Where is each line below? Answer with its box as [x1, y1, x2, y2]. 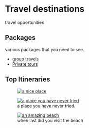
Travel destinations [5, 3, 85, 15]
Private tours [12, 61, 38, 67]
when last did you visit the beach [17, 117, 84, 123]
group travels [12, 56, 39, 62]
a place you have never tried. [17, 103, 75, 109]
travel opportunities [5, 19, 45, 25]
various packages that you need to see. [5, 46, 84, 52]
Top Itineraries [5, 75, 50, 84]
